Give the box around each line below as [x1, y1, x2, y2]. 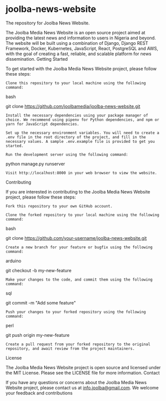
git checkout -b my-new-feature [5, 267, 72, 273]
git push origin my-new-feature [5, 332, 70, 338]
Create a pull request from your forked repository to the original [5, 342, 151, 347]
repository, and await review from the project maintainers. [5, 346, 135, 351]
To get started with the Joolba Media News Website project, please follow [5, 66, 157, 72]
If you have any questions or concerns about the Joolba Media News [5, 379, 147, 385]
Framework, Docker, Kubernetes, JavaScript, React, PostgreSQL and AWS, [5, 45, 159, 51]
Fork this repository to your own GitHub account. [5, 203, 113, 208]
